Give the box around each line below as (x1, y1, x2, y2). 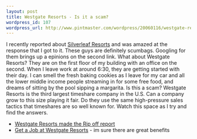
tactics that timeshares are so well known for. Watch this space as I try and (6, 103, 187, 110)
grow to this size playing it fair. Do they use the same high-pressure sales (6, 97, 184, 104)
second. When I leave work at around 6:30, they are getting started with (6, 65, 180, 73)
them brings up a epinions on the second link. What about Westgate (6, 53, 170, 60)
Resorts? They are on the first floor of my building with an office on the (6, 60, 177, 67)
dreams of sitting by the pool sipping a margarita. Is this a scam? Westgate (6, 84, 186, 91)
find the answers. (6, 109, 48, 116)
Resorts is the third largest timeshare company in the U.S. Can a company (6, 91, 185, 98)
